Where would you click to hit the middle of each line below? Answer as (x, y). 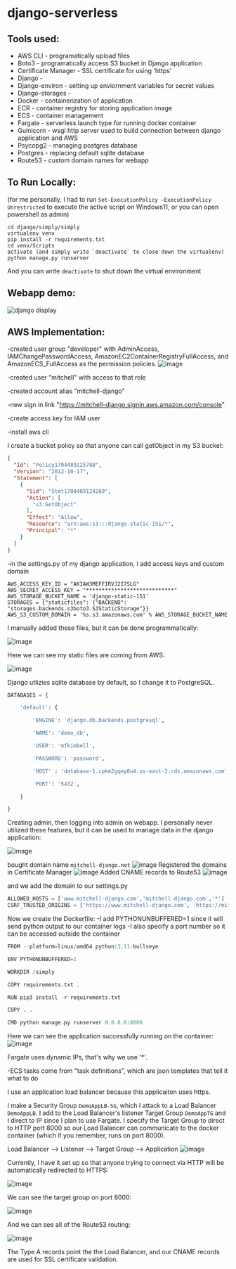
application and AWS (48, 138)
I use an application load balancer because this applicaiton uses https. (109, 1092)
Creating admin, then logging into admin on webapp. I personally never (110, 823)
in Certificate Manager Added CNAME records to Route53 (104, 872)
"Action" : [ (43, 498)
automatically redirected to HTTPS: (58, 1170)
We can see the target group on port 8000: (70, 1197)
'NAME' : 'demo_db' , (61, 733)
